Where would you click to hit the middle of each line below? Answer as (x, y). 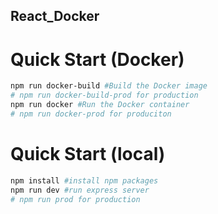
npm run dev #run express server (80, 190)
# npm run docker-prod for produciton (91, 114)
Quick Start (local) (88, 154)
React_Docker (55, 16)
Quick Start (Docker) (97, 59)
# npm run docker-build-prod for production (104, 95)
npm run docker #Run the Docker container (100, 105)
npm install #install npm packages (84, 180)
